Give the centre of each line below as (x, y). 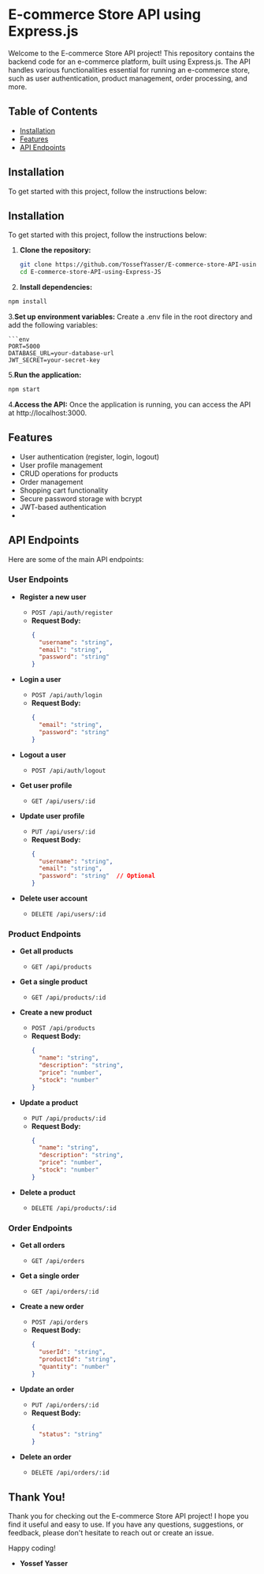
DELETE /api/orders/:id (71, 1473)
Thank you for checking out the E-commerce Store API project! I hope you (128, 1516)
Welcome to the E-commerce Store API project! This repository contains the (131, 53)
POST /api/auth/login (67, 695)
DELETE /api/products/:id (74, 1208)
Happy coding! (32, 1548)
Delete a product (48, 1192)
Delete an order (45, 1457)
